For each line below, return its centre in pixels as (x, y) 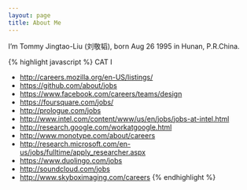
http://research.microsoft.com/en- (75, 144)
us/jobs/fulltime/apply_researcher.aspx (83, 152)
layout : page (29, 15)
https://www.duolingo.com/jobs (71, 160)
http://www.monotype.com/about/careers (87, 135)
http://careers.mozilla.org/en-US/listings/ (86, 77)
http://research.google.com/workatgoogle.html (96, 127)
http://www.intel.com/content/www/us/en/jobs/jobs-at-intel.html (124, 119)
